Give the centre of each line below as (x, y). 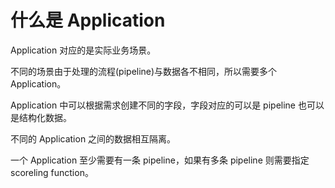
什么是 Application (88, 20)
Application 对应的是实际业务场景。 (83, 50)
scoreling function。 (52, 172)
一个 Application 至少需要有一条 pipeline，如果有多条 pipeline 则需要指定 (160, 160)
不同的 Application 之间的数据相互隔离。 (93, 138)
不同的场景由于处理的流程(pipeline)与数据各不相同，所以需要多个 (144, 71)
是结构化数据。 (41, 117)
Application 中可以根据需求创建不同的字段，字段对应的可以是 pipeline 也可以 (167, 105)
